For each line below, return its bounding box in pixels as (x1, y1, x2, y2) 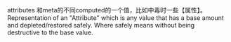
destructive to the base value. (7, 28, 93, 36)
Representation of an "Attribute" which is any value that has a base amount (7, 14, 225, 22)
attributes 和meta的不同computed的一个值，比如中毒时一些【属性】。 (7, 6, 207, 14)
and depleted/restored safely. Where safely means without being (7, 21, 195, 29)
